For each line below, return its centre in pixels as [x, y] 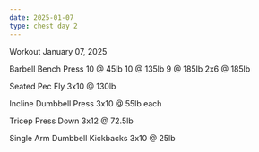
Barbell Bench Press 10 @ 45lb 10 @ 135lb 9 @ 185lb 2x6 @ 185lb [130, 69]
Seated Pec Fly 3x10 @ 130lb [63, 86]
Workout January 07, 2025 [58, 51]
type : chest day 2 [43, 26]
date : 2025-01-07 [42, 17]
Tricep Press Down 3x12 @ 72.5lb [71, 121]
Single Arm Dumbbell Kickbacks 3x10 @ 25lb [93, 138]
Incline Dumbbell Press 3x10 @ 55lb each [86, 103]
